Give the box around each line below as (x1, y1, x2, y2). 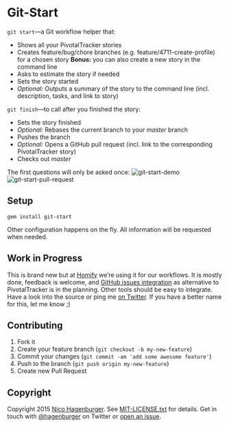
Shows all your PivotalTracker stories (16, 40, 122, 49)
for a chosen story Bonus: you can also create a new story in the (16, 55, 201, 63)
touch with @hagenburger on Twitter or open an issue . (7, 413, 162, 421)
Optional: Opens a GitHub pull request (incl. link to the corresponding (16, 140, 213, 148)
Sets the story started (16, 77, 79, 85)
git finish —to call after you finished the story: (7, 105, 141, 113)
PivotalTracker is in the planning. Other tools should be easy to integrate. (7, 285, 213, 293)
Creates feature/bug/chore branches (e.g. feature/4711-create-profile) (16, 48, 216, 56)
